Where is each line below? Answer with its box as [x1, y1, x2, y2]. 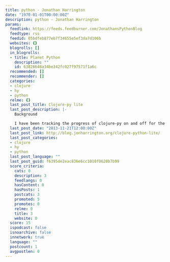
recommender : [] [10, 74, 44, 79]
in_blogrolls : [10, 50, 40, 55]
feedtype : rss [10, 31, 40, 36]
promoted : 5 [14, 197, 40, 202]
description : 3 [14, 173, 47, 178]
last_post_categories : [10, 135, 58, 140]
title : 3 [14, 211, 33, 216]
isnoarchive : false [10, 230, 51, 235]
